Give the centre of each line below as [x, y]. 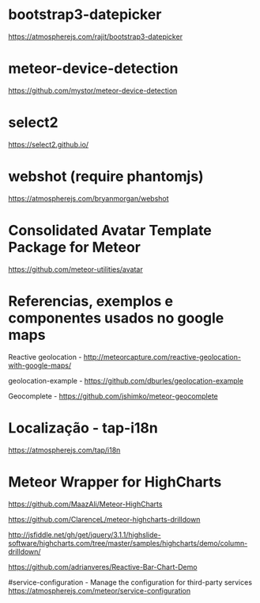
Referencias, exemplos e [91, 301]
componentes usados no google [116, 318]
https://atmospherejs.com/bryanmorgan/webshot [89, 198]
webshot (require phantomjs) [106, 177]
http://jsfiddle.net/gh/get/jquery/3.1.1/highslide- [85, 534]
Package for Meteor [74, 247]
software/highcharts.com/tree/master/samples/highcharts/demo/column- [128, 543]
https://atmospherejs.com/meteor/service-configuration [100, 590]
